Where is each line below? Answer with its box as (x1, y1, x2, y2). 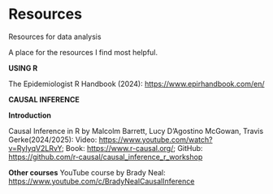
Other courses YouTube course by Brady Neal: (8, 167, 166, 177)
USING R (8, 63, 38, 73)
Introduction (8, 110, 51, 120)
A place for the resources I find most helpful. (8, 47, 158, 57)
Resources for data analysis (8, 32, 102, 41)
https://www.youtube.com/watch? (98, 135, 213, 144)
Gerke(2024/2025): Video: (8, 135, 97, 144)
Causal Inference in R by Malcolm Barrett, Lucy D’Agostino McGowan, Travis (8, 126, 264, 136)
